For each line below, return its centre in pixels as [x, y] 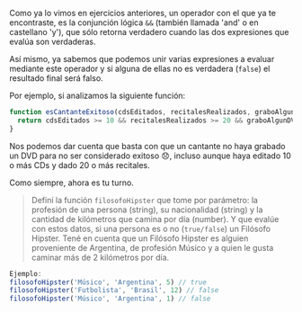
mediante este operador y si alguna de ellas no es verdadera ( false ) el [140, 68]
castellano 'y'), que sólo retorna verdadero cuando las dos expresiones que [149, 32]
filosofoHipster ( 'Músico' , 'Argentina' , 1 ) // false [110, 299]
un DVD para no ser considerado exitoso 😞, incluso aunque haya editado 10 [151, 156]
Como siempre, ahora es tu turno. [72, 183]
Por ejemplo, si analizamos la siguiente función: [98, 95]
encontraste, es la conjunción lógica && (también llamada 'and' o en [134, 22]
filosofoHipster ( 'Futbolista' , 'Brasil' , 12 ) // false [114, 290]
